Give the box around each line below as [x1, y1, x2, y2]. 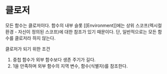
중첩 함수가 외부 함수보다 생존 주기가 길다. [12, 56, 96, 62]
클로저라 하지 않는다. [14, 35, 56, 41]
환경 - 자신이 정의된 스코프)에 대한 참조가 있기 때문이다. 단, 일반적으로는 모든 [5, 28, 157, 34]
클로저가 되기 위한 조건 [5, 46, 50, 52]
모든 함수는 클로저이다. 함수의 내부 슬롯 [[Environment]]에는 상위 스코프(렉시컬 [5, 22, 162, 28]
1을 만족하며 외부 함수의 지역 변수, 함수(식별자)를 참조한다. [12, 63, 128, 69]
